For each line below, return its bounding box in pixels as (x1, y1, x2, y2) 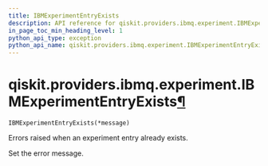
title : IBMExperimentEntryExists (8, 11, 120, 20)
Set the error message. (8, 148, 84, 158)
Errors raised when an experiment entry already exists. (8, 133, 189, 143)
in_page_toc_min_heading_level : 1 (8, 26, 124, 34)
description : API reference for (8, 19, 116, 27)
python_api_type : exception (8, 34, 102, 42)
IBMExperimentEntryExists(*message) (8, 119, 130, 128)
